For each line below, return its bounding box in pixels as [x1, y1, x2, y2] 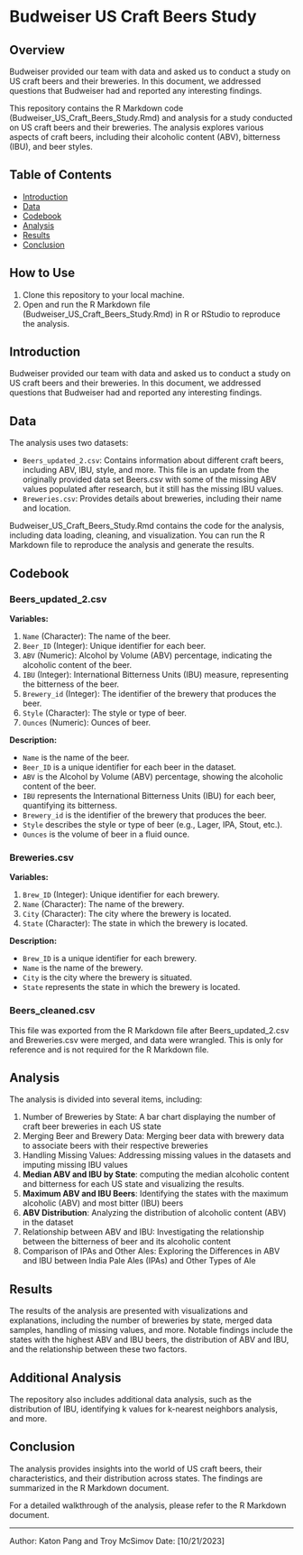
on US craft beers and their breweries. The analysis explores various [9, 122, 264, 133]
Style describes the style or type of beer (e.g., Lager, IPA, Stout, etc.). [22, 819, 283, 829]
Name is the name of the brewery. [22, 963, 143, 974]
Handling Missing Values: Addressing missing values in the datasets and [22, 1150, 291, 1161]
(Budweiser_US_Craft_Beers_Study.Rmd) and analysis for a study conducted [9, 113, 293, 123]
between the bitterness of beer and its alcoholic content [22, 1236, 232, 1247]
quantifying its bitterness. [22, 800, 118, 810]
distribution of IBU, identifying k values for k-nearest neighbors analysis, [9, 1403, 278, 1414]
